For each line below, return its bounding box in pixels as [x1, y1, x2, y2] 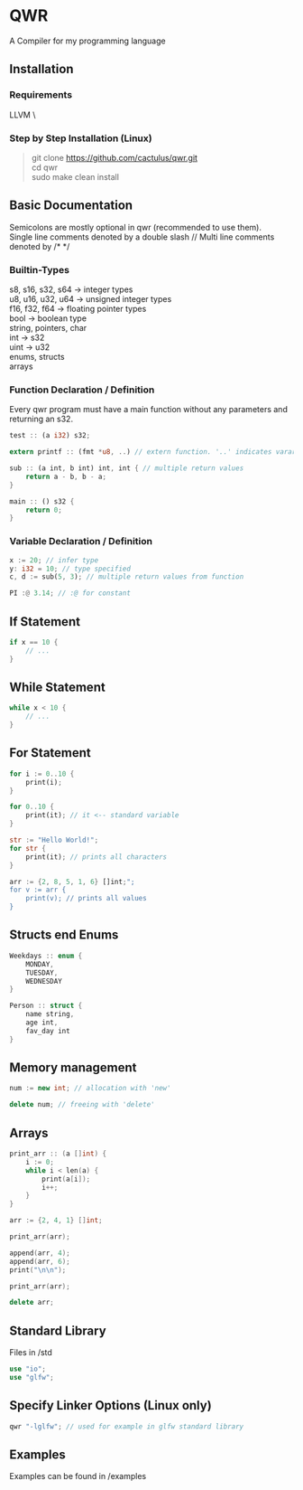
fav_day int [25, 1026, 70, 1035]
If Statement [9, 614, 81, 629]
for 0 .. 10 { [9, 802, 54, 812]
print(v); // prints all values [25, 894, 147, 903]
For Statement [9, 745, 92, 760]
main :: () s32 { [9, 496, 75, 506]
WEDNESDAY [25, 976, 63, 985]
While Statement [9, 679, 106, 694]
